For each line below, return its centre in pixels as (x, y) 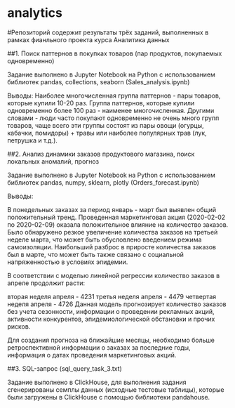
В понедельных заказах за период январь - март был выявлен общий (112, 209)
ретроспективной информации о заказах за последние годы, (99, 347)
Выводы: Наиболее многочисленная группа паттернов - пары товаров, (114, 96)
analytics (35, 13)
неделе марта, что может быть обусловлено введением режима (105, 239)
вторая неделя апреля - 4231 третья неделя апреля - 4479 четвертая (112, 296)
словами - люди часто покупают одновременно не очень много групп (113, 118)
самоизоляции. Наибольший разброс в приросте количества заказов (112, 246)
